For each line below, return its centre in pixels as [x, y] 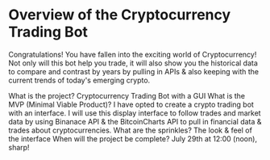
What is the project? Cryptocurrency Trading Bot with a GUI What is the [127, 95]
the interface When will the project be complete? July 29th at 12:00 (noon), [133, 138]
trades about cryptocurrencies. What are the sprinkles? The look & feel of [130, 130]
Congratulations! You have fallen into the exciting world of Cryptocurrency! [133, 54]
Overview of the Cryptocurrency [120, 15]
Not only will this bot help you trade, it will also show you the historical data [133, 63]
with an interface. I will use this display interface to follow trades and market [135, 113]
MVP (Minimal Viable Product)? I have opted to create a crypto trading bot [131, 104]
